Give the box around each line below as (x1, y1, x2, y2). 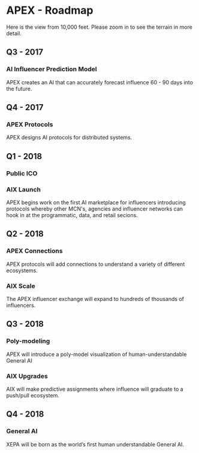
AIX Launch (6, 185, 41, 193)
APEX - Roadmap (6, 4, 94, 17)
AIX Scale (6, 282, 35, 290)
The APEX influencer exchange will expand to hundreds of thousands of (6, 295, 185, 302)
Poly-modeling (6, 337, 50, 345)
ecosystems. (6, 267, 38, 274)
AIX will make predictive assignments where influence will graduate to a (6, 385, 184, 393)
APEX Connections (6, 247, 63, 255)
